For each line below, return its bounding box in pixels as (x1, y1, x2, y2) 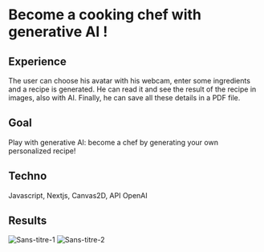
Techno (8, 169, 47, 183)
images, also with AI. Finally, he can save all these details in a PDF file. (8, 93, 241, 102)
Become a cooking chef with (8, 6, 202, 24)
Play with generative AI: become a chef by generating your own (8, 137, 219, 147)
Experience (8, 55, 67, 68)
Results (8, 214, 47, 228)
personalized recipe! (8, 146, 76, 156)
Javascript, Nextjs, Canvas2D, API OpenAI (8, 190, 148, 200)
